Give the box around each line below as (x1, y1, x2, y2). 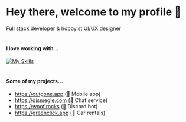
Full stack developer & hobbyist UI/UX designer (6, 25, 121, 32)
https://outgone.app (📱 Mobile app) (14, 91, 101, 98)
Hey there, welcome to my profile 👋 (6, 5, 181, 19)
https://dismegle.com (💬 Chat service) (14, 97, 108, 104)
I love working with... (6, 44, 59, 52)
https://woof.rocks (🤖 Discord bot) (14, 103, 98, 110)
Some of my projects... (6, 77, 63, 84)
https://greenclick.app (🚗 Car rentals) (14, 109, 106, 117)
